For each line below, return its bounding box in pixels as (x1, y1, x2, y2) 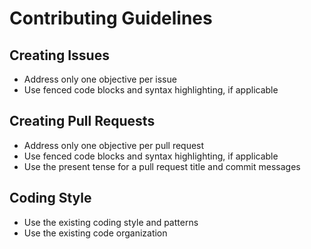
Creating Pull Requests (9, 113, 156, 130)
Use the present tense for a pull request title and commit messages (23, 160, 301, 172)
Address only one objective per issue (23, 73, 177, 85)
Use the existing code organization (23, 227, 168, 239)
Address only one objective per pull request (23, 139, 205, 151)
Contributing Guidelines (9, 7, 213, 30)
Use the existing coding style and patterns (23, 216, 199, 228)
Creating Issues (9, 47, 110, 64)
